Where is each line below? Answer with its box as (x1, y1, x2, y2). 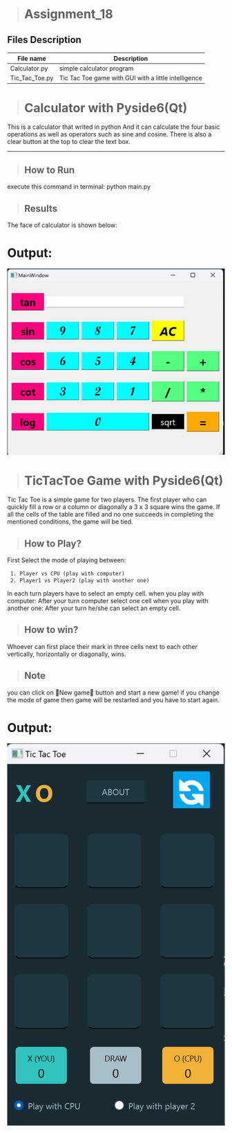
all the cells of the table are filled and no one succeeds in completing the (7, 510, 214, 519)
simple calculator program (59, 64, 134, 72)
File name (17, 54, 46, 62)
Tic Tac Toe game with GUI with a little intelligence (59, 74, 202, 82)
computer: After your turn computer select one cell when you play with (7, 597, 209, 605)
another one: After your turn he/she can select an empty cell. (7, 604, 181, 612)
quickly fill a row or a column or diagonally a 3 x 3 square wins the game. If (7, 503, 220, 511)
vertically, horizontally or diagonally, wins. (7, 650, 126, 658)
